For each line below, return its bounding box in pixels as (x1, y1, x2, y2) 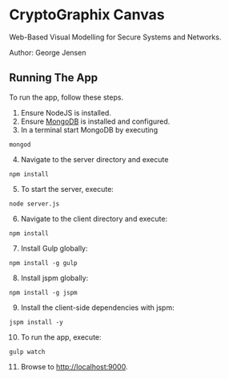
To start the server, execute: (20, 184, 114, 194)
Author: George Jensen (9, 47, 86, 57)
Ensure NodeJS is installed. (20, 108, 111, 117)
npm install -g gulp (9, 259, 78, 267)
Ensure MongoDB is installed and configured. (20, 116, 171, 126)
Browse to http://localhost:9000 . (20, 361, 128, 371)
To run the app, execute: (20, 332, 102, 342)
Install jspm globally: (20, 273, 89, 283)
